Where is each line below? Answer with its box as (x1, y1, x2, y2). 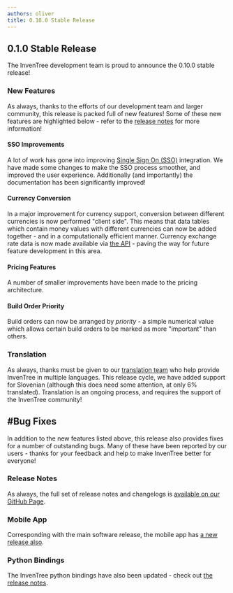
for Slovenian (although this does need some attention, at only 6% (7, 380, 197, 389)
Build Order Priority (7, 301, 65, 310)
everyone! (7, 456, 36, 465)
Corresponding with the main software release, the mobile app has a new (7, 531, 218, 539)
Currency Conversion (7, 194, 71, 203)
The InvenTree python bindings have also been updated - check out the (7, 571, 213, 580)
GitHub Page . (7, 497, 46, 506)
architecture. (7, 286, 44, 294)
